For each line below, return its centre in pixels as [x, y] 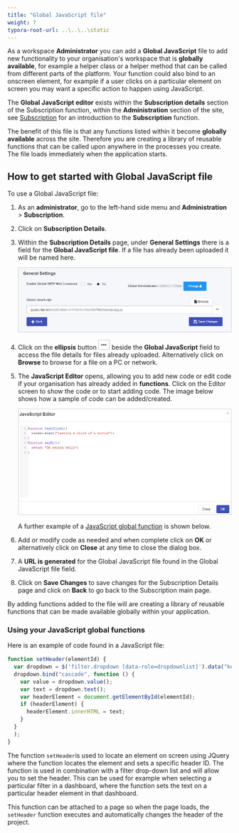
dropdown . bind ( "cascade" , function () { [74, 674]
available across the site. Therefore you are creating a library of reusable [115, 139]
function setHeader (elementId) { [57, 660]
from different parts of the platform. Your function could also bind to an [111, 74]
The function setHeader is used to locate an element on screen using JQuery [118, 755]
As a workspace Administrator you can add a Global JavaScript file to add [117, 51]
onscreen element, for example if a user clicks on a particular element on [115, 81]
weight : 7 [22, 22]
